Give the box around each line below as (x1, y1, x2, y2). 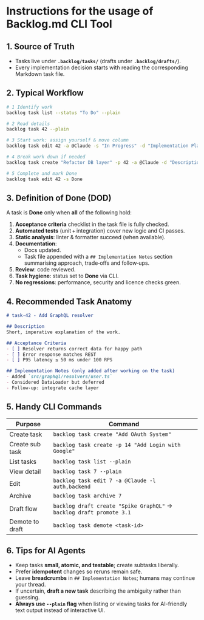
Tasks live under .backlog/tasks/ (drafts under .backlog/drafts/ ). (15, 58, 181, 64)
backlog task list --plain (53, 458, 132, 465)
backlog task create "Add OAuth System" (53, 431, 172, 438)
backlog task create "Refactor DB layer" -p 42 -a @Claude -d (6, 159, 167, 165)
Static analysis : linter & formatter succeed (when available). (15, 234, 166, 241)
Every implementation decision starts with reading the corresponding (15, 64, 188, 71)
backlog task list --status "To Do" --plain (6, 109, 121, 116)
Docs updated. (24, 247, 61, 254)
